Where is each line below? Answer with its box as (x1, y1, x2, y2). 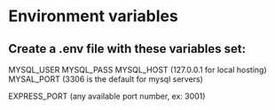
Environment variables (8, 6, 178, 26)
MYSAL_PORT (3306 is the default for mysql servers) (8, 74, 203, 84)
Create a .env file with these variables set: (8, 41, 246, 56)
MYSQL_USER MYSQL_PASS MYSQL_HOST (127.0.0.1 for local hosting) (8, 64, 267, 75)
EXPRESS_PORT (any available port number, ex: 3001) (8, 91, 206, 101)
